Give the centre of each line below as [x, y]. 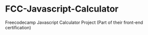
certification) [18, 27]
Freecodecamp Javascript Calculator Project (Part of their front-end [74, 22]
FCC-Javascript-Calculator [62, 9]
